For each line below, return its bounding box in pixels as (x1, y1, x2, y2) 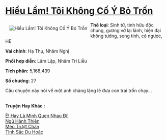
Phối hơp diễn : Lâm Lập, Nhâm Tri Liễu (5, 58, 88, 64)
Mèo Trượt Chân (5, 123, 40, 129)
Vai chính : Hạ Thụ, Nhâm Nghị (5, 48, 70, 54)
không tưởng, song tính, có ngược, (90, 33, 163, 39)
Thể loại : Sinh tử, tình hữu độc (90, 22, 154, 28)
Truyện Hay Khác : (5, 102, 45, 109)
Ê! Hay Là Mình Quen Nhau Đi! (5, 113, 69, 119)
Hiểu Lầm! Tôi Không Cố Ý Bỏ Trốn (5, 5, 153, 17)
